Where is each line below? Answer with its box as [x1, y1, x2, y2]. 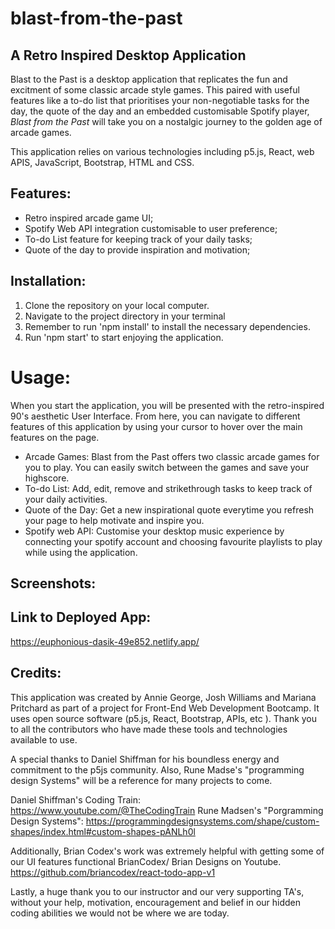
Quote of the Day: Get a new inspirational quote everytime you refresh [24, 503, 315, 516]
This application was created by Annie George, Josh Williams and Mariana [10, 691, 317, 703]
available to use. [10, 733, 78, 746]
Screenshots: [10, 575, 97, 592]
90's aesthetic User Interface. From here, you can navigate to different [10, 410, 301, 422]
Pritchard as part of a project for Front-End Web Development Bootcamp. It [10, 702, 320, 714]
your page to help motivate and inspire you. [24, 514, 205, 526]
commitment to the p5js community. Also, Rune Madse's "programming [10, 763, 305, 776]
